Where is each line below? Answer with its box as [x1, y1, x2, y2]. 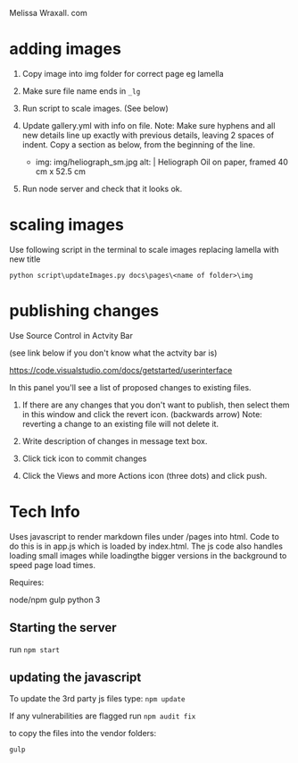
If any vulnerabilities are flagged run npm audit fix [9, 710, 196, 722]
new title [9, 254, 41, 264]
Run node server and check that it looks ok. [21, 183, 183, 194]
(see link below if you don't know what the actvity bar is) [9, 348, 218, 358]
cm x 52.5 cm [35, 165, 87, 177]
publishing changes [9, 301, 160, 321]
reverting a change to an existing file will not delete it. [21, 418, 219, 429]
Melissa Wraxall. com [9, 8, 87, 18]
